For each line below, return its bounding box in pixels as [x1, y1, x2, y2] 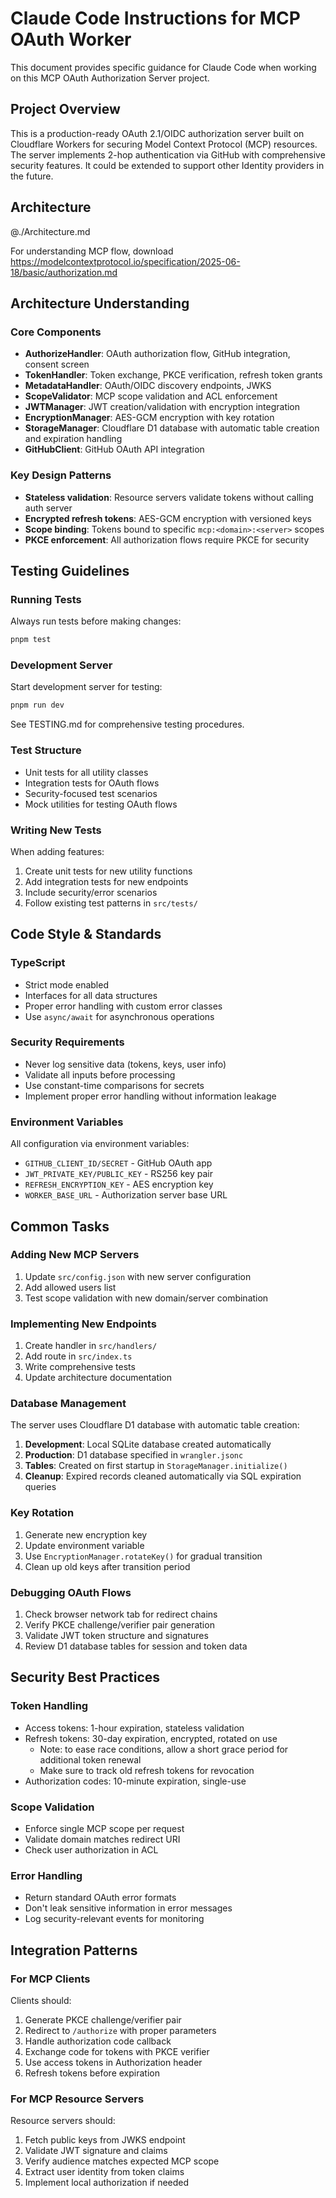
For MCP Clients [10, 1972, 91, 1986]
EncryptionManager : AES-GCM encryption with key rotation [24, 412, 275, 424]
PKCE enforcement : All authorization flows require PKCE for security [24, 533, 310, 546]
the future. [10, 170, 54, 182]
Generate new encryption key [24, 1528, 148, 1541]
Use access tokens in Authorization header [24, 2057, 203, 2068]
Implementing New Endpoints [10, 1317, 157, 1331]
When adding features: [10, 845, 105, 857]
